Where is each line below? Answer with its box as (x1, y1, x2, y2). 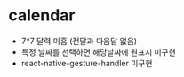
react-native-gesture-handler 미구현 (20, 58, 153, 68)
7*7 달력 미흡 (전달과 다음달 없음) (20, 35, 138, 46)
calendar (8, 5, 76, 26)
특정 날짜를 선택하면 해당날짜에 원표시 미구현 (20, 46, 177, 58)
